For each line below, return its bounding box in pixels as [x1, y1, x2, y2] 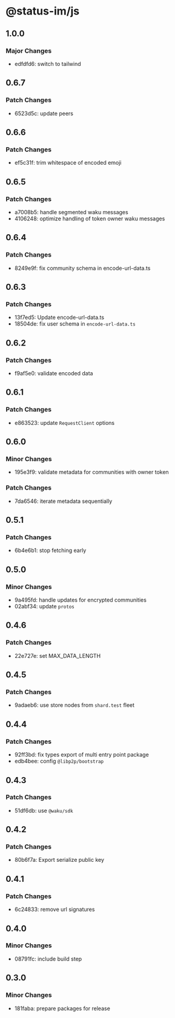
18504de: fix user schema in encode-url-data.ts [14, 320, 136, 327]
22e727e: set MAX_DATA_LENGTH [14, 652, 101, 659]
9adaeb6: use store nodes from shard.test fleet [14, 701, 134, 709]
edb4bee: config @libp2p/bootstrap [14, 758, 104, 765]
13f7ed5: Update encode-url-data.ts [14, 314, 104, 321]
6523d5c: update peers [14, 110, 74, 117]
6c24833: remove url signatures [14, 906, 95, 913]
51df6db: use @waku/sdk [14, 807, 73, 814]
